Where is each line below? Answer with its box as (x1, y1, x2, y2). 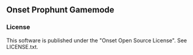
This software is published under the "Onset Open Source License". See (6, 36, 188, 44)
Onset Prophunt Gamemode (6, 5, 114, 15)
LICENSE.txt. (6, 43, 38, 50)
